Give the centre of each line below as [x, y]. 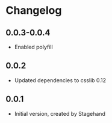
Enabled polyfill [33, 47]
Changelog [34, 10]
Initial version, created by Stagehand [60, 113]
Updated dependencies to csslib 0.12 [60, 80]
